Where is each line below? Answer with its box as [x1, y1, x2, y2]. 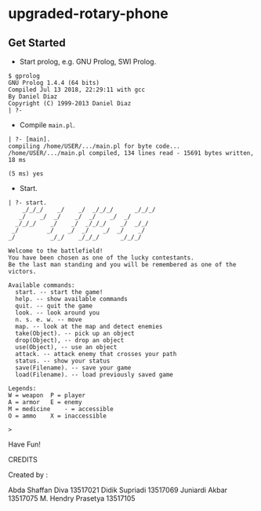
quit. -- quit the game [15, 302, 92, 310]
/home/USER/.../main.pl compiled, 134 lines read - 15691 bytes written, [8, 149, 255, 157]
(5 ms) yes [8, 170, 44, 178]
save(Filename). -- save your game [15, 364, 132, 372]
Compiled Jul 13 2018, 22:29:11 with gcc [8, 86, 146, 94]
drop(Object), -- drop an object [15, 336, 125, 344]
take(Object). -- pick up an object [15, 329, 135, 337]
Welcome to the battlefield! [8, 247, 103, 255]
